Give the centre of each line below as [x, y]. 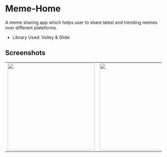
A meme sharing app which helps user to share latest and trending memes [81, 22]
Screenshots [25, 53]
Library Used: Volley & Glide [41, 37]
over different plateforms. [31, 27]
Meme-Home [33, 9]
